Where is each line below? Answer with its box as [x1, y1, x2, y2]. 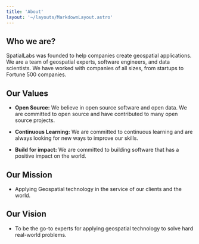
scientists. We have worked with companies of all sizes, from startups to [6, 65, 184, 72]
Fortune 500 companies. [6, 71, 67, 78]
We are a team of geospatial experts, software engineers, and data [6, 58, 170, 65]
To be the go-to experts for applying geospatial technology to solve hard [14, 224, 194, 232]
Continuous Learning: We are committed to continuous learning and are [14, 129, 193, 136]
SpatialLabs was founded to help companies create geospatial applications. [6, 52, 192, 60]
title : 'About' [6, 8, 44, 15]
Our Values [6, 88, 49, 98]
